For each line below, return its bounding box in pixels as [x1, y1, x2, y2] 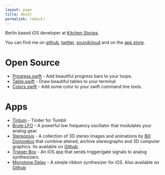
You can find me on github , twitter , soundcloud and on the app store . [5, 40, 145, 45]
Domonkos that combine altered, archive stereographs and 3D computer [12, 138, 160, 144]
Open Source [5, 57, 60, 68]
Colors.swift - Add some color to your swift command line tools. [12, 84, 142, 89]
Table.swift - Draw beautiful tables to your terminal [12, 79, 116, 85]
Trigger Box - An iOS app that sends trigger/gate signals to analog [12, 149, 147, 155]
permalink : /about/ [5, 16, 45, 21]
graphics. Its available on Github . [12, 144, 80, 150]
